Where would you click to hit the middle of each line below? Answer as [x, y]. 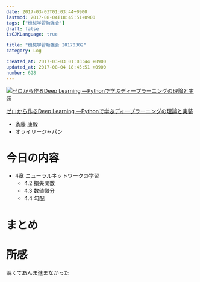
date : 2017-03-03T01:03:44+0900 [47, 12]
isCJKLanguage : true [32, 34]
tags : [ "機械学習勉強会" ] [36, 23]
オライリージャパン [39, 131]
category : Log [24, 51]
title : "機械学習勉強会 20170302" [46, 45]
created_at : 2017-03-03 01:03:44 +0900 [56, 61]
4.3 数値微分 [39, 191]
